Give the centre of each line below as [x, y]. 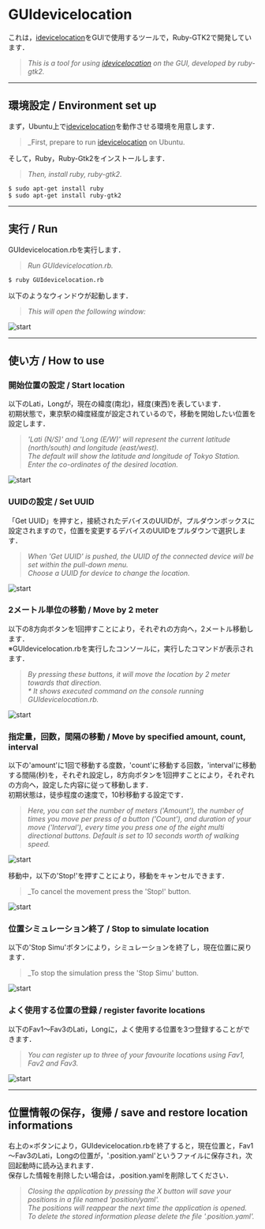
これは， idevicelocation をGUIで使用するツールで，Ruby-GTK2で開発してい [130, 37]
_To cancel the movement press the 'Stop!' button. [109, 892]
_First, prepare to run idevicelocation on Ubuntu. [106, 142]
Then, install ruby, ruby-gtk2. [75, 174]
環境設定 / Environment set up [82, 105]
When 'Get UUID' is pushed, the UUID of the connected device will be [140, 556]
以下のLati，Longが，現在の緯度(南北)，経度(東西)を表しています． [117, 404]
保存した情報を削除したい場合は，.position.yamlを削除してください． [120, 1175]
